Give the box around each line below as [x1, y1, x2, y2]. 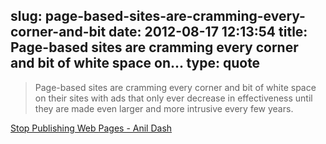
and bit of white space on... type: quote [10, 55, 261, 72]
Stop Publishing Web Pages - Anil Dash [10, 122, 173, 134]
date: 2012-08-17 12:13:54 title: [108, 24, 308, 41]
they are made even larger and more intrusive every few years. [34, 102, 294, 114]
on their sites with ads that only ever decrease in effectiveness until [34, 92, 313, 104]
